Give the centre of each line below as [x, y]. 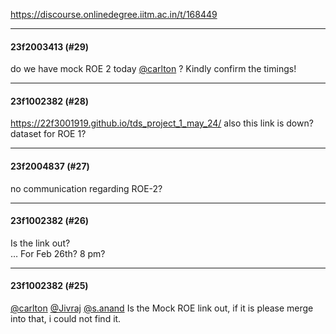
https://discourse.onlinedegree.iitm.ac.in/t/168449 [114, 14]
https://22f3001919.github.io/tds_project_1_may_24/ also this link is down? [162, 123]
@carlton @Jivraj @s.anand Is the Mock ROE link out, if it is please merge [162, 308]
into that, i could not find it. [66, 319]
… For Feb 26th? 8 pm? [58, 253]
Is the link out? [40, 243]
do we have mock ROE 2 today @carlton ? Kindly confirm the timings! [153, 69]
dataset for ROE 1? [48, 134]
